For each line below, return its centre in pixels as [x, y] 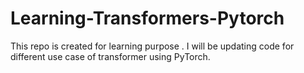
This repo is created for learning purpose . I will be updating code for [152, 46]
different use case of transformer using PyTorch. [110, 56]
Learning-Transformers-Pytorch [147, 18]
